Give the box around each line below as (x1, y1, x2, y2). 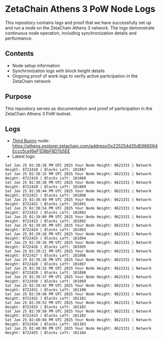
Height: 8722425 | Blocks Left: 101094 (5, 236, 86, 241)
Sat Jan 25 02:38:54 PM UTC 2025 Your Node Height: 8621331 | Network (5, 206, 152, 211)
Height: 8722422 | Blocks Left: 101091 (5, 202, 86, 207)
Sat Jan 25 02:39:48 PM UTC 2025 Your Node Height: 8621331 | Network (5, 292, 152, 297)
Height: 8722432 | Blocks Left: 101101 (5, 296, 86, 301)
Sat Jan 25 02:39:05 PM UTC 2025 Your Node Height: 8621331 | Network (5, 223, 152, 228)
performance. (5, 35, 33, 41)
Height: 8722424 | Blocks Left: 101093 (5, 227, 86, 233)
